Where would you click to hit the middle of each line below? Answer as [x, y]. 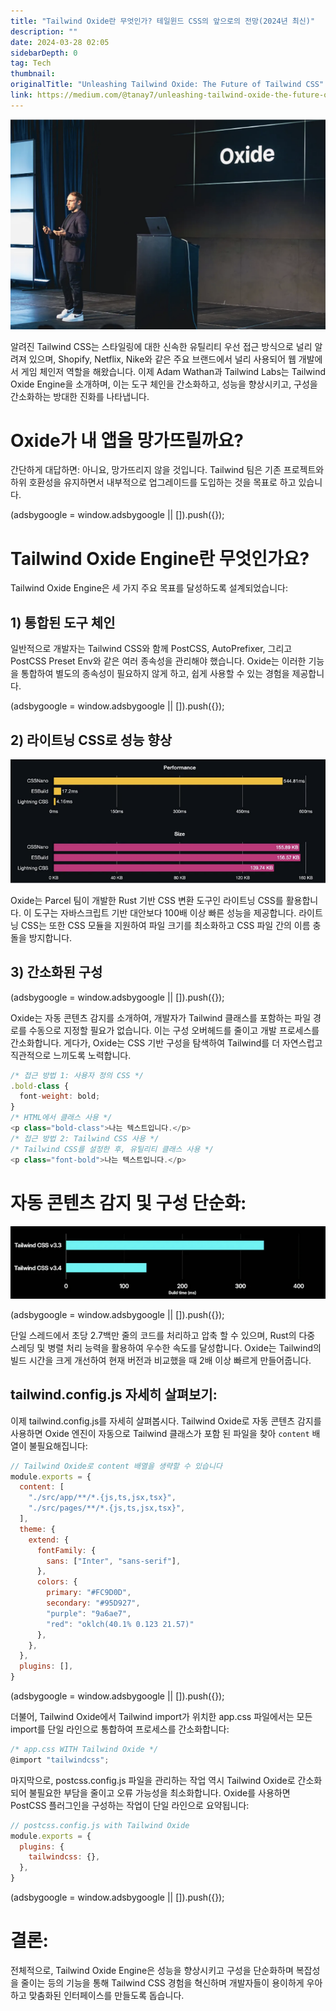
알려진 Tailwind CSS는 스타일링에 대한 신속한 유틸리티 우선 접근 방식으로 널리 [161, 346]
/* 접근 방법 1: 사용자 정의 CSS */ [77, 1075]
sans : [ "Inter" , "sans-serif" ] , [114, 1561]
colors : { [57, 1582]
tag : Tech [31, 63]
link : [21, 95]
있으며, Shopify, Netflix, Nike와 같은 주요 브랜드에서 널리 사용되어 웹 [162, 359]
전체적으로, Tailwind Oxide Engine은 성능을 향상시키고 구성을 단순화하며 [152, 1970]
